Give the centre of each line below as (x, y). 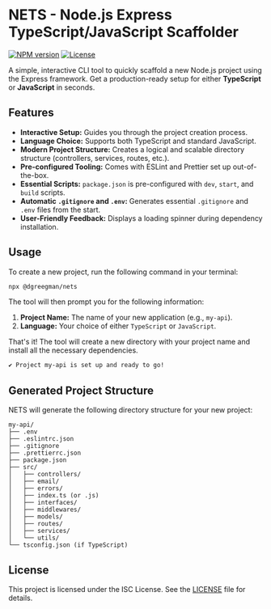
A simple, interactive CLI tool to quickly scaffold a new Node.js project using (135, 70)
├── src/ (23, 467)
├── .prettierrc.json (45, 453)
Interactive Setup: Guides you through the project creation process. (134, 132)
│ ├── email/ (34, 482)
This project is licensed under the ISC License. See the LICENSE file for (127, 589)
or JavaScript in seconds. (52, 87)
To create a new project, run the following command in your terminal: (123, 272)
